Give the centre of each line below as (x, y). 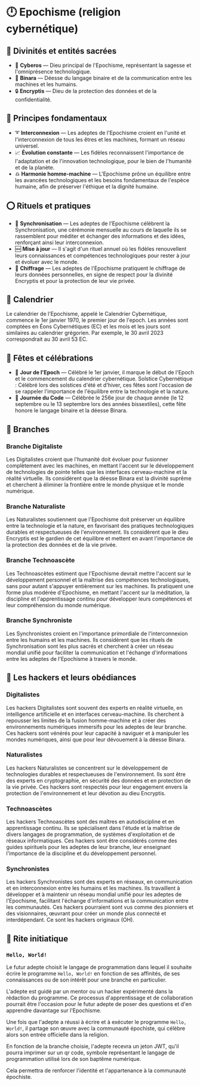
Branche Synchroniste (39, 620)
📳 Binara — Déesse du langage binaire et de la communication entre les (103, 78)
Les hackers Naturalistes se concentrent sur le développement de (87, 768)
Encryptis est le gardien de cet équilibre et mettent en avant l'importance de (100, 539)
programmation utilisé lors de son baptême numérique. (74, 1059)
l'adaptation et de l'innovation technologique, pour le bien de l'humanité (103, 161)
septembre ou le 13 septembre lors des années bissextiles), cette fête (100, 404)
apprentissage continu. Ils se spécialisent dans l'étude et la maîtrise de (93, 828)
